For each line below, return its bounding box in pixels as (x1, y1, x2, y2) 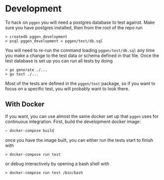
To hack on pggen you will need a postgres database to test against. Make (5, 19, 155, 25)
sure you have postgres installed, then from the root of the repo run (5, 24, 143, 30)
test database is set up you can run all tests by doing (5, 58, 113, 63)
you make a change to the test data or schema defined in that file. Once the (5, 53, 160, 59)
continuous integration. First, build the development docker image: (5, 119, 141, 124)
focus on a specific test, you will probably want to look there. (5, 85, 130, 92)
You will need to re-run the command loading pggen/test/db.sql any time (5, 47, 155, 53)
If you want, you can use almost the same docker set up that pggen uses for (5, 113, 159, 119)
